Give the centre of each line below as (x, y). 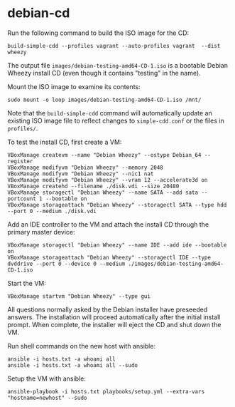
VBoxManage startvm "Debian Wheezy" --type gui (79, 296)
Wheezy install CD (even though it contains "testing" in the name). (104, 73)
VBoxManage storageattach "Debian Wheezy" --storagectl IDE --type (109, 257)
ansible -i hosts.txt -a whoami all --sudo (73, 365)
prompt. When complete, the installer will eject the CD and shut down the (114, 324)
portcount (22, 199)
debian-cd (39, 13)
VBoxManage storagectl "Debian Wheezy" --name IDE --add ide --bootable (117, 245)
